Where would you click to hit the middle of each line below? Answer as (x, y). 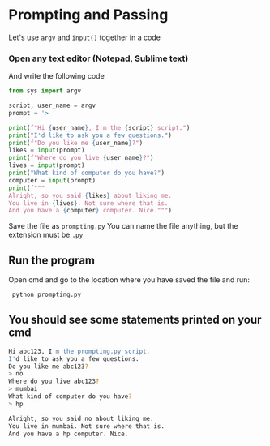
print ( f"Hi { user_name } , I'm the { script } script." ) (99, 127)
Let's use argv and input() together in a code (84, 37)
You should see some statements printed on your (135, 320)
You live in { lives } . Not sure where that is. (88, 203)
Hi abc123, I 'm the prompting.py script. (79, 351)
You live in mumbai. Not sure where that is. (86, 426)
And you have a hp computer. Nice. (69, 434)
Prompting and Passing (88, 15)
